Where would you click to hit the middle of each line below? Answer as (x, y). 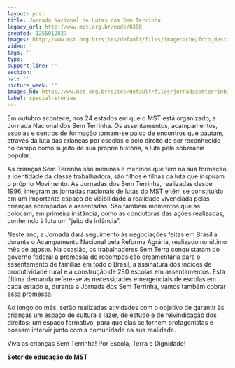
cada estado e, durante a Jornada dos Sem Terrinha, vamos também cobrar (116, 286)
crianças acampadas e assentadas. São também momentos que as (104, 206)
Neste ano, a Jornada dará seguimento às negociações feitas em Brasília (113, 234)
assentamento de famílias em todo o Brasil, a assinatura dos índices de (109, 264)
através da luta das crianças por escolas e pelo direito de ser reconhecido (114, 140)
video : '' (22, 46)
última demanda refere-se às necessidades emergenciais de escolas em (112, 279)
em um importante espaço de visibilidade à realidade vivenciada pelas (108, 199)
